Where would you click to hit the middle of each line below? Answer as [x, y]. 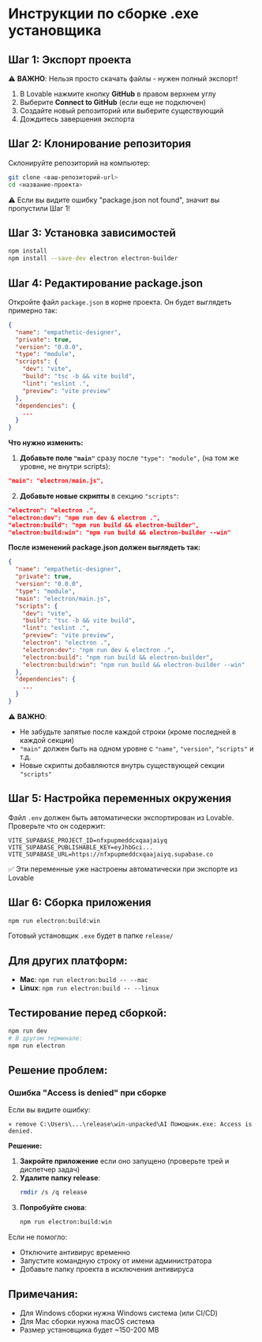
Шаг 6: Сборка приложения [80, 903]
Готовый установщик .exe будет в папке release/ [91, 935]
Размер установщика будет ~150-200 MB [89, 1329]
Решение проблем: [58, 1070]
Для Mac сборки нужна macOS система [87, 1321]
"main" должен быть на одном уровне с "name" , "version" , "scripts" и [137, 748]
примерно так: [33, 310]
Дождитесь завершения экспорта [77, 119]
